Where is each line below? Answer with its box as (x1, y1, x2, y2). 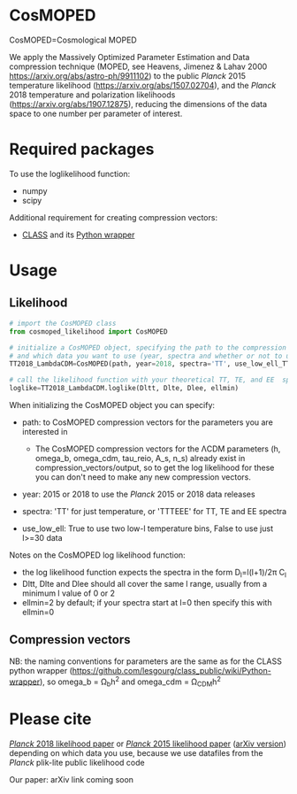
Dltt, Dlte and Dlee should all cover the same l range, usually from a (21, 578, 268, 589)
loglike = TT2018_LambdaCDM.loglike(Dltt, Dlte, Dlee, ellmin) (9, 384, 240, 393)
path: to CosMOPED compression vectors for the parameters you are (21, 417, 274, 428)
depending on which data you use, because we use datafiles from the (9, 748, 263, 758)
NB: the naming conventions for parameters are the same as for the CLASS (9, 656, 283, 667)
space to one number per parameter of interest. (9, 108, 183, 119)
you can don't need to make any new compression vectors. (34, 472, 252, 482)
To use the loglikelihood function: (9, 168, 131, 179)
